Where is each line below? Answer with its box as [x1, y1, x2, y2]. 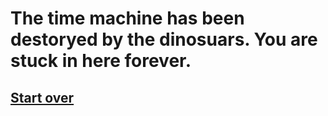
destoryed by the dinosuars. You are [10, 28, 318, 51]
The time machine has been [10, 7, 245, 30]
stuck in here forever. [10, 50, 192, 72]
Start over [10, 89, 75, 106]
